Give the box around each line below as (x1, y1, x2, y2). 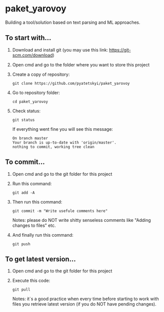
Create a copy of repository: (12, 71, 70, 77)
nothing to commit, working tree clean (12, 144, 95, 149)
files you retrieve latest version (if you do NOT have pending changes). (12, 301, 157, 307)
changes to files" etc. (12, 222, 56, 228)
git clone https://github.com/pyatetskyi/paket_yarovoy (12, 81, 130, 86)
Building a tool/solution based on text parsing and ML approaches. (5, 19, 141, 25)
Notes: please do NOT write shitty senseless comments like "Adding (12, 217, 151, 223)
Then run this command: (12, 199, 63, 205)
